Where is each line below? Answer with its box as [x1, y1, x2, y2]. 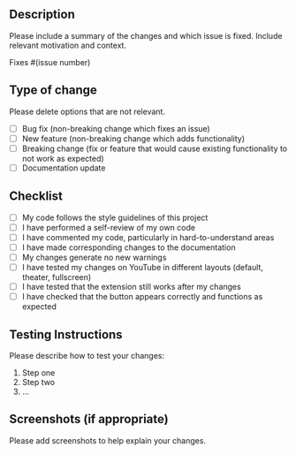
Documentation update [21, 163, 106, 173]
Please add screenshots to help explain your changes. [9, 435, 206, 445]
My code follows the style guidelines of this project [21, 212, 209, 223]
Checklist [9, 189, 64, 204]
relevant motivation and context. [9, 40, 126, 50]
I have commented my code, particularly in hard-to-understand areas [21, 231, 275, 242]
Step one [21, 368, 56, 378]
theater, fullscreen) [21, 272, 92, 283]
